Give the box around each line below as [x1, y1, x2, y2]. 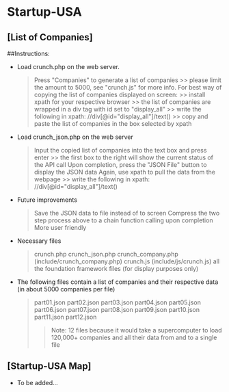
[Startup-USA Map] [7, 361, 92, 372]
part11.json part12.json [33, 313, 97, 321]
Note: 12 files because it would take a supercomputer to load [51, 326, 222, 334]
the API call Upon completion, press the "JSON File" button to [33, 161, 207, 168]
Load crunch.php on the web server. [16, 63, 120, 70]
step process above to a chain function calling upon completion [33, 216, 213, 224]
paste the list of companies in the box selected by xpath [33, 120, 192, 127]
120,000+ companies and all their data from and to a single [51, 333, 217, 341]
